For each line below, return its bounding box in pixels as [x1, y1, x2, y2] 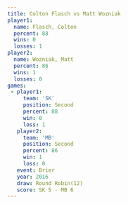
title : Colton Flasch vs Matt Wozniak [7, 10, 121, 18]
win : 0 [23, 114, 42, 121]
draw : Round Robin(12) [16, 179, 83, 186]
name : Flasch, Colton [13, 23, 77, 30]
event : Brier [16, 166, 55, 174]
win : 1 [23, 154, 42, 161]
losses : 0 [13, 75, 42, 83]
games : [7, 82, 27, 89]
